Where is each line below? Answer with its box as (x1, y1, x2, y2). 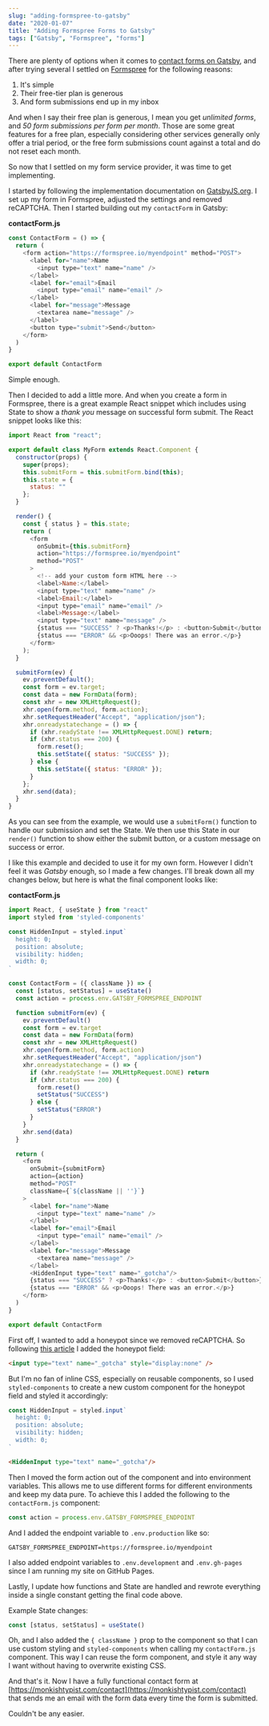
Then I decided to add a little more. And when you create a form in (8, 390, 227, 400)
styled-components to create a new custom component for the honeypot (8, 1382, 246, 1392)
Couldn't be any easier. (8, 1709, 85, 1719)
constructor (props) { (15, 453, 88, 461)
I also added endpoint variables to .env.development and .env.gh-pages (8, 1557, 243, 1567)
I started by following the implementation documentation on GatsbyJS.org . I (8, 186, 258, 196)
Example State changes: (8, 1605, 88, 1615)
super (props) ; (22, 461, 70, 469)
